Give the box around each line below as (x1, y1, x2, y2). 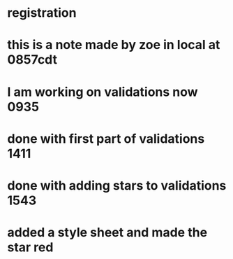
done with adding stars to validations (7, 177, 227, 193)
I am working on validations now (7, 84, 198, 99)
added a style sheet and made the (7, 225, 208, 241)
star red (7, 239, 54, 255)
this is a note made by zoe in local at (7, 37, 220, 53)
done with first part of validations (7, 131, 205, 146)
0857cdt (7, 52, 58, 68)
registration (7, 5, 77, 21)
